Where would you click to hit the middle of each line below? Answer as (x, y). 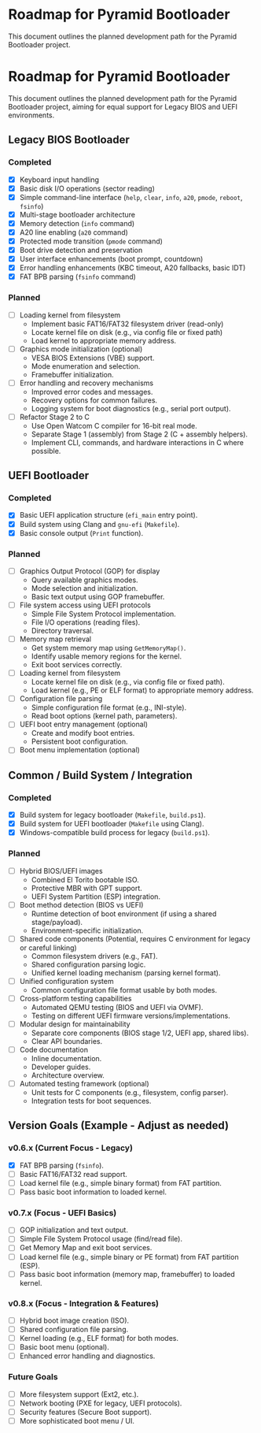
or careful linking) (48, 948)
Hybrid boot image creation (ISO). (74, 1320)
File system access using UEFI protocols (85, 605)
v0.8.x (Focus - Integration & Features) (84, 1303)
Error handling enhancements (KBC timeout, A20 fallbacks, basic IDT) (132, 268)
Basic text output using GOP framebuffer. (98, 597)
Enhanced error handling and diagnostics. (87, 1356)
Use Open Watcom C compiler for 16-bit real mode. (114, 425)
